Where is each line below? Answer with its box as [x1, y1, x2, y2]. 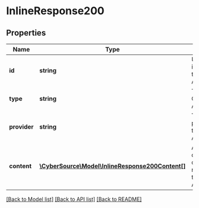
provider [9, 123, 34, 131]
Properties [6, 28, 46, 38]
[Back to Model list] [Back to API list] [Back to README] [6, 196, 142, 203]
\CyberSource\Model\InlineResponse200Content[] [39, 162, 186, 170]
